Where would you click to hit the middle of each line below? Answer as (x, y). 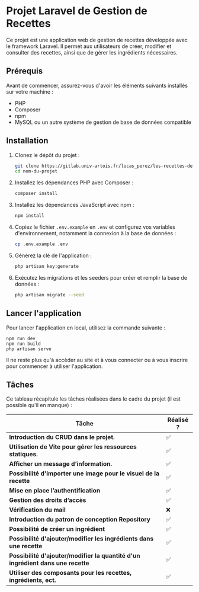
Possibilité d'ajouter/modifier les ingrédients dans (81, 539)
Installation (27, 141)
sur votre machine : (30, 92)
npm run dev (21, 338)
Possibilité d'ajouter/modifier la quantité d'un (75, 556)
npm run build (24, 344)
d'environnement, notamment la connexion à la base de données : (95, 233)
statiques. (24, 455)
